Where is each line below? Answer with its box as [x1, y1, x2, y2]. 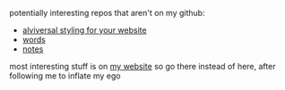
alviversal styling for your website [22, 25, 147, 35]
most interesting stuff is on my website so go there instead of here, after [9, 61, 276, 71]
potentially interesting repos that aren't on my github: [9, 8, 205, 18]
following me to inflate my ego [9, 70, 121, 81]
